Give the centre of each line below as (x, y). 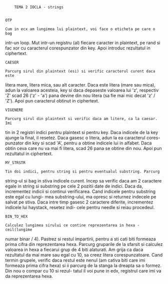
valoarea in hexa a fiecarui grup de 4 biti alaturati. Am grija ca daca (74, 249)
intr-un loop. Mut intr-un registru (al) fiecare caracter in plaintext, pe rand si (83, 43)
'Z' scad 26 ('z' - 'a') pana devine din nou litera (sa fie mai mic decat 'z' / (80, 95)
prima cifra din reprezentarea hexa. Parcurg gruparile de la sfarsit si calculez (84, 244)
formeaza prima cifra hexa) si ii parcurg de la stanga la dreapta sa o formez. (83, 265)
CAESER (12, 62)
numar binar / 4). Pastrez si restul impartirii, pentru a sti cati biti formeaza (80, 239)
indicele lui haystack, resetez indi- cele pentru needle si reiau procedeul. (80, 207)
